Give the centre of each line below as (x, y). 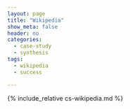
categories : (25, 40)
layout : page (26, 14)
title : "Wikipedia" (36, 20)
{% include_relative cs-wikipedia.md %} (65, 98)
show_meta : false (33, 27)
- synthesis (31, 53)
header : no (23, 33)
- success (28, 72)
